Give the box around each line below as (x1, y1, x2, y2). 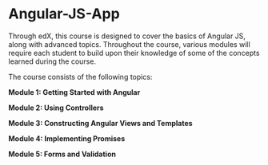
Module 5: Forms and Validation (8, 149, 116, 159)
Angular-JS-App (8, 5, 120, 23)
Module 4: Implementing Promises (8, 133, 126, 143)
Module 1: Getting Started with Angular (8, 87, 141, 96)
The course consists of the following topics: (8, 72, 153, 81)
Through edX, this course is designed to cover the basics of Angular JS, (8, 31, 246, 41)
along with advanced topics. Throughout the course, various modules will (8, 39, 250, 49)
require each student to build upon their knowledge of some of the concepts (8, 48, 260, 57)
